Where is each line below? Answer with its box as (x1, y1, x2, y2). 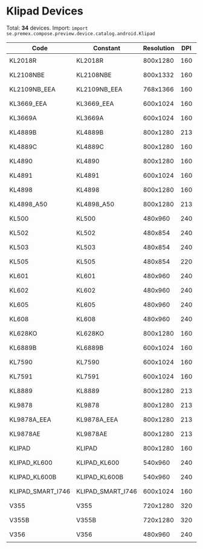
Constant (92, 44, 121, 52)
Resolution (143, 44, 175, 52)
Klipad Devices (6, 4, 83, 18)
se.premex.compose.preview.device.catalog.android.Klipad (6, 30, 155, 37)
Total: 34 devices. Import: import (6, 24, 88, 31)
